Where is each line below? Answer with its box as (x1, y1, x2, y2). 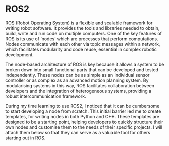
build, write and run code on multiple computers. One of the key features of (5, 30, 162, 36)
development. (5, 51, 34, 58)
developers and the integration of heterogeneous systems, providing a (5, 88, 152, 94)
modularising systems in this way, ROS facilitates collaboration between (5, 82, 155, 88)
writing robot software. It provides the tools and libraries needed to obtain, (5, 25, 160, 31)
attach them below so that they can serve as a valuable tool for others (5, 129, 150, 135)
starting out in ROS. (5, 135, 46, 141)
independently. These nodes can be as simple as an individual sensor (5, 72, 150, 78)
